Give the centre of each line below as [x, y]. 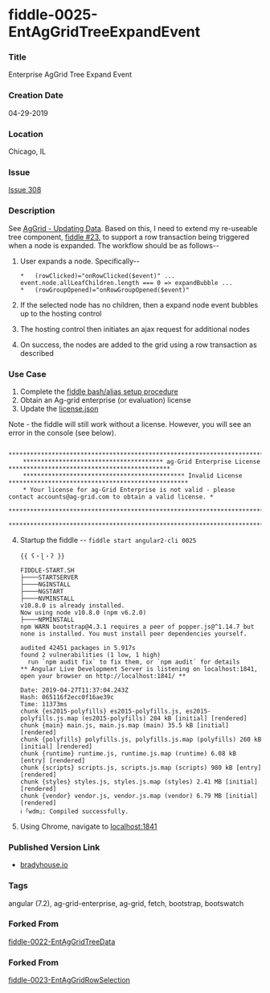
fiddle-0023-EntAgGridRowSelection [70, 980]
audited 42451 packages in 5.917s [78, 648]
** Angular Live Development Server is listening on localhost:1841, [139, 669]
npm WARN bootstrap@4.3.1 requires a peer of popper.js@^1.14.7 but [137, 627]
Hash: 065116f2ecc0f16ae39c [67, 697]
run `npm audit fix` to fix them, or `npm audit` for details [134, 662]
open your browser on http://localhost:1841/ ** [103, 676]
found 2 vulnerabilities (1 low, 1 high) [90, 655]
